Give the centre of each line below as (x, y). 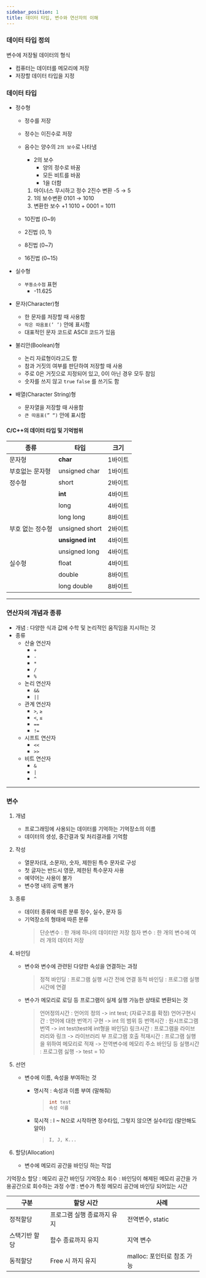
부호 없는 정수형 (31, 529)
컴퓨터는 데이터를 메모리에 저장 (52, 68)
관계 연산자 (37, 704)
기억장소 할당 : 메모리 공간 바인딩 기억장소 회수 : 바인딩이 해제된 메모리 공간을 (99, 1178)
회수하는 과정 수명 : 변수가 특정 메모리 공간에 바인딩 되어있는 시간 (110, 1186)
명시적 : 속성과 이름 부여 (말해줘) (72, 1090)
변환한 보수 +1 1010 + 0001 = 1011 (74, 206)
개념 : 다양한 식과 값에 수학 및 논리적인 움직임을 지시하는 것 (86, 628)
